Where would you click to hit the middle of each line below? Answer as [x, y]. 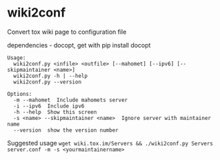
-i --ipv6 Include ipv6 [49, 106]
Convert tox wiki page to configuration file [67, 32]
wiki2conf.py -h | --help [51, 76]
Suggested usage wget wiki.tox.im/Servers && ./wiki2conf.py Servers [110, 143]
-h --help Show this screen [55, 112]
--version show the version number [66, 130]
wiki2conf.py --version [47, 82]
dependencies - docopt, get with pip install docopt [79, 45]
